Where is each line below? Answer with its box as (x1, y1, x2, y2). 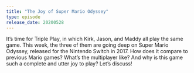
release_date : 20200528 (6, 19, 64, 25)
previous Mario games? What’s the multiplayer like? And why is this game (6, 54, 183, 61)
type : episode (6, 14, 41, 20)
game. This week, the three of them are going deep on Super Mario (6, 41, 169, 48)
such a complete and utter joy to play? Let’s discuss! (6, 60, 132, 67)
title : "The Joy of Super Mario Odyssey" (6, 8, 109, 15)
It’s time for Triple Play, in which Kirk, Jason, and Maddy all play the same (6, 36, 183, 43)
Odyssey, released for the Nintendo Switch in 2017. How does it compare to (6, 48, 189, 55)
